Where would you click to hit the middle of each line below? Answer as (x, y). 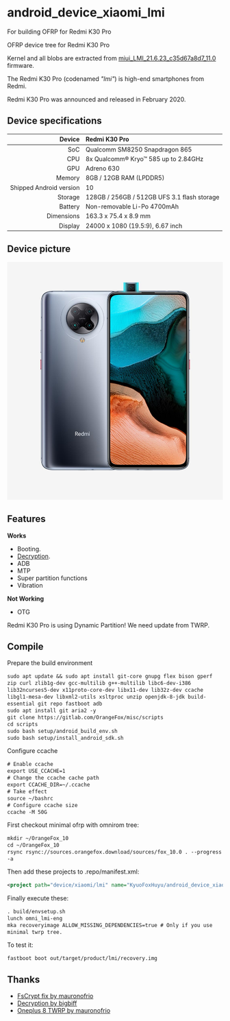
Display (69, 226)
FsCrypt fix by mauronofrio (55, 996)
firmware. (21, 65)
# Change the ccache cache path (53, 778)
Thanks (24, 980)
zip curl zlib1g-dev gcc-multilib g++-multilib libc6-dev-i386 (99, 684)
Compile (25, 646)
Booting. (29, 549)
